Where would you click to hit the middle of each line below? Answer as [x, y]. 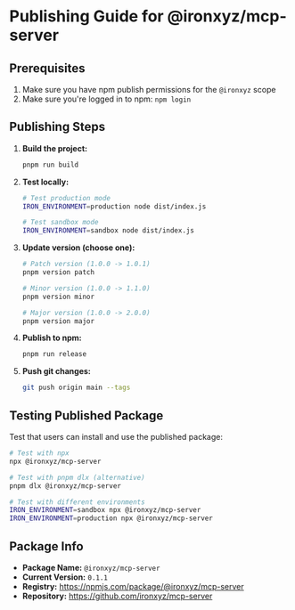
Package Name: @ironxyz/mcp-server [91, 567]
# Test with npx [39, 453]
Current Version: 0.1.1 [65, 577]
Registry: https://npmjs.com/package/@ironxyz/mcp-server [133, 586]
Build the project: [54, 148]
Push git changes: [57, 371]
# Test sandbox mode [60, 223]
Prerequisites [47, 68]
